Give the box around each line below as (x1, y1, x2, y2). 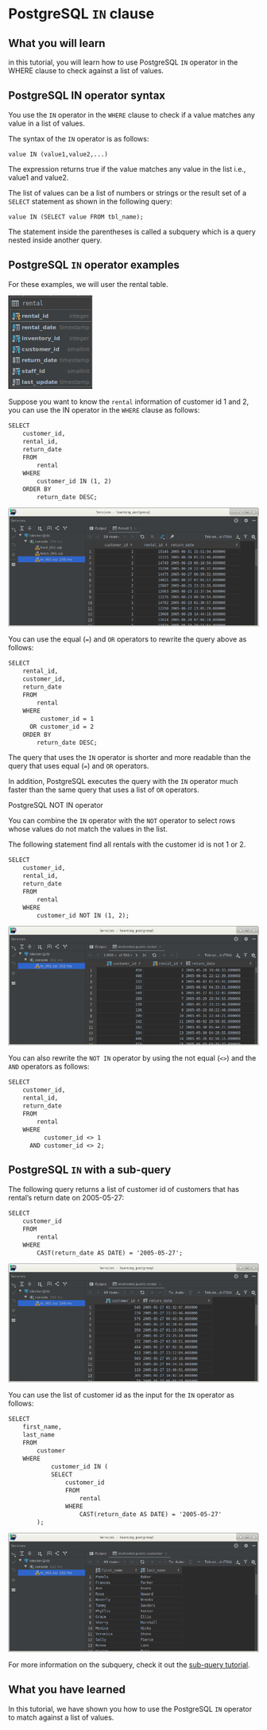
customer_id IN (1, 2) (37, 477, 112, 485)
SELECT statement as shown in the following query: (8, 196, 172, 206)
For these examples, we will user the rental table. (8, 279, 168, 289)
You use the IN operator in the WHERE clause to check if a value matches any (8, 110, 256, 119)
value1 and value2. (8, 173, 69, 182)
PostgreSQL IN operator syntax (8, 89, 165, 103)
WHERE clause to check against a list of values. (8, 66, 164, 76)
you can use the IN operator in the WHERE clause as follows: (8, 405, 200, 414)
